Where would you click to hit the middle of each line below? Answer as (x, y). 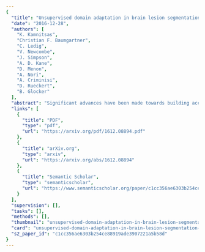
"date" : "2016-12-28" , (40, 23)
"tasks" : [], (28, 211)
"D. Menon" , (32, 69)
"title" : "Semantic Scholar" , (60, 177)
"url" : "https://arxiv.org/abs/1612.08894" (78, 160)
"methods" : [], (31, 217)
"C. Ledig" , (32, 46)
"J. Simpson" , (35, 57)
